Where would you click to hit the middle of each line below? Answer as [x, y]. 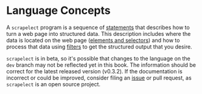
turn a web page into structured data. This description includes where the [99, 33]
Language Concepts [58, 11]
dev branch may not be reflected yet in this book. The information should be [101, 65]
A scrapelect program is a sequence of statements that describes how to [98, 27]
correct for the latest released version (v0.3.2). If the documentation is [94, 71]
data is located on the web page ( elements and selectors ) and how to [93, 40]
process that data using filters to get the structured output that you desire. [99, 47]
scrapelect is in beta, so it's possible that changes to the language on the [98, 58]
